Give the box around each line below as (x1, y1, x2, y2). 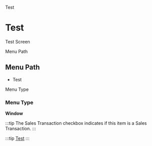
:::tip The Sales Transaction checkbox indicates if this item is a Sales (5, 120, 147, 126)
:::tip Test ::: (5, 135, 30, 141)
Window (5, 111, 24, 117)
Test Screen (5, 38, 30, 44)
